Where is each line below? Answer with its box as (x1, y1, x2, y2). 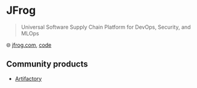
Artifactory (14, 75, 42, 82)
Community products (6, 59, 89, 69)
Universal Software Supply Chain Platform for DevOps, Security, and (20, 23, 191, 31)
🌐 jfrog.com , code (6, 41, 52, 48)
